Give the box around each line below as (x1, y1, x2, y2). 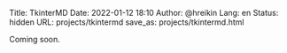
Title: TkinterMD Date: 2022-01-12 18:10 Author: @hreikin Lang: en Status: (9, 8, 279, 18)
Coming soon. (9, 34, 60, 44)
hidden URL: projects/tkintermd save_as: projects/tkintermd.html (9, 17, 244, 27)
